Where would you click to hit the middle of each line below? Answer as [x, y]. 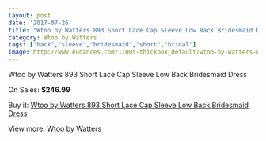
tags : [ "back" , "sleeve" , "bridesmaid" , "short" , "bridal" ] [102, 45]
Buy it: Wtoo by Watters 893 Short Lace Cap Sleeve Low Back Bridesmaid [129, 105]
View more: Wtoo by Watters [55, 128]
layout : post [30, 15]
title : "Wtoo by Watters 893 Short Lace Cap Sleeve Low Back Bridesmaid [131, 30]
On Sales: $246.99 [40, 90]
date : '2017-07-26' [40, 23]
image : [19, 52]
